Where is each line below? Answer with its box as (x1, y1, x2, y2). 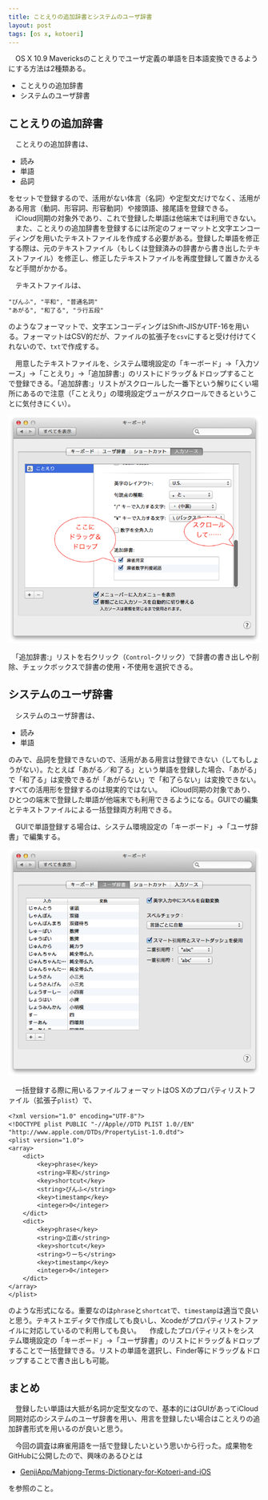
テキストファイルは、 (14, 280, 86, 290)
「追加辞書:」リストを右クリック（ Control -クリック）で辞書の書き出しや (14, 651, 253, 661)
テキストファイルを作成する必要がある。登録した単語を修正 (63, 233, 260, 244)
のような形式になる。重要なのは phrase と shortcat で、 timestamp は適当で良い (8, 1305, 259, 1315)
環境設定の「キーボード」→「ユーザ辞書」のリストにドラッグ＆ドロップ (22, 1335, 260, 1345)
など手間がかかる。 (8, 264, 72, 273)
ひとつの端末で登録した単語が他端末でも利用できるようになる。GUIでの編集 (8, 794, 258, 804)
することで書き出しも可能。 (22, 1355, 114, 1365)
